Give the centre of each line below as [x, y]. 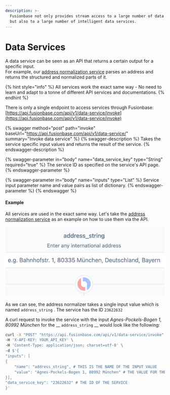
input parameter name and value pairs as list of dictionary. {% [70, 185]
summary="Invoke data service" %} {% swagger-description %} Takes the [83, 139]
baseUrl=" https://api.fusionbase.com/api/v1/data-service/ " [67, 134]
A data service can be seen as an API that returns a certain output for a [79, 61]
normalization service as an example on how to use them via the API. [77, 219]
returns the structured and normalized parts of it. [56, 77]
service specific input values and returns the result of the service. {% [78, 144]
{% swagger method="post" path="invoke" [50, 128]
